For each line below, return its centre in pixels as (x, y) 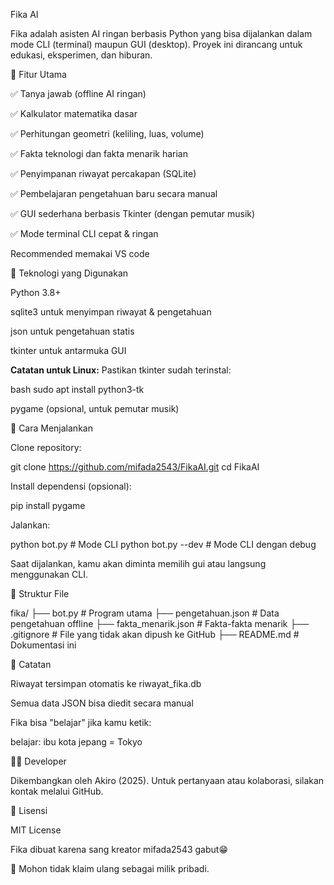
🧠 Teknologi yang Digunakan (69, 273)
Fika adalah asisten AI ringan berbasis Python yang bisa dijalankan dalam (161, 33)
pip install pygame (48, 505)
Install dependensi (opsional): (71, 486)
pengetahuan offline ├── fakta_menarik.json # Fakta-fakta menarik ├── (160, 623)
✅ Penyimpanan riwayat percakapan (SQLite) (103, 173)
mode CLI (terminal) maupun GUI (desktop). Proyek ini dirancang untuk (156, 44)
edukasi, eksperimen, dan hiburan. (81, 55)
